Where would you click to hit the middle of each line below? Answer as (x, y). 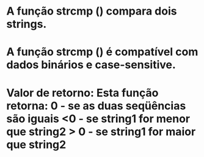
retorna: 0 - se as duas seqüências (96, 106)
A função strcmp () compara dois (92, 11)
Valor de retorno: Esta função (82, 93)
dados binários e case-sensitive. (91, 65)
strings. (27, 24)
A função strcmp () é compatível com (102, 52)
